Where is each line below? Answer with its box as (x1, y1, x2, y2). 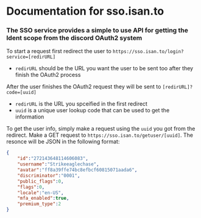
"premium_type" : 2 (17, 201, 62, 207)
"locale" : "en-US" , (17, 189, 64, 196)
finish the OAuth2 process (15, 71, 81, 79)
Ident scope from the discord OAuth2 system (6, 34, 143, 42)
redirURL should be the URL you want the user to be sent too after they (15, 65, 194, 72)
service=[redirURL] (6, 54, 56, 60)
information (15, 113, 44, 120)
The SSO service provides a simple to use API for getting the (6, 26, 189, 35)
